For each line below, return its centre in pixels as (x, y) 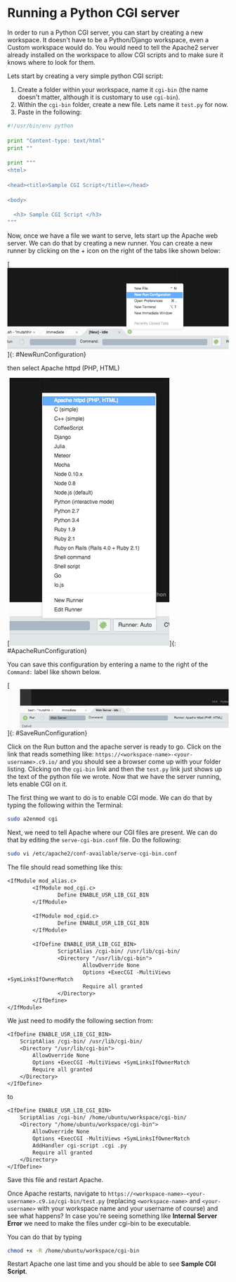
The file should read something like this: (65, 867)
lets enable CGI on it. (38, 784)
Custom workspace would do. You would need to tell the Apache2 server (113, 47)
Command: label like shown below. (54, 672)
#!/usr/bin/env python (40, 126)
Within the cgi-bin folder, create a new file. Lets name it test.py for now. (123, 104)
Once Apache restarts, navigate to (57, 1193)
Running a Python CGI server (94, 13)
